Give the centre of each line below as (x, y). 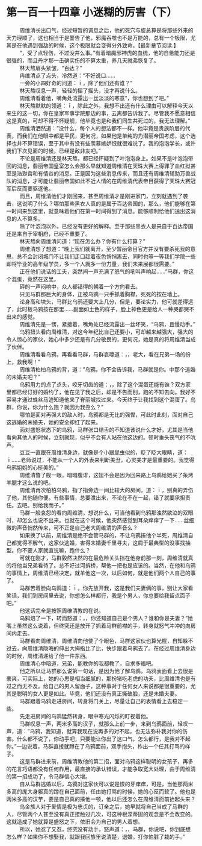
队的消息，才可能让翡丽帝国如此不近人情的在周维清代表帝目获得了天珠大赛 (98, 181)
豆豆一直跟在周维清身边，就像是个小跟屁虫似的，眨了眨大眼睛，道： (104, 452)
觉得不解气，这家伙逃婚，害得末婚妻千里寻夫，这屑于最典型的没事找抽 (103, 543)
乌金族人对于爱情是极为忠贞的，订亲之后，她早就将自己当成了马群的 (104, 806)
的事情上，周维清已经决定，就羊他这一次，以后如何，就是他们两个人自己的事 (101, 573)
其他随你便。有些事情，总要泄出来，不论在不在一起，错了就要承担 (103, 497)
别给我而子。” (48, 505)
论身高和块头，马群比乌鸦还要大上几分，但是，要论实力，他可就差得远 (106, 301)
